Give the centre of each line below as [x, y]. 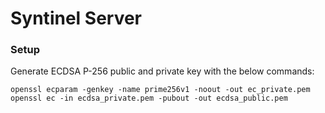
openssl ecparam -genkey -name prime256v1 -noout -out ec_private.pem [160, 90]
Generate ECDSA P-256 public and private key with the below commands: [162, 71]
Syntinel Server [76, 18]
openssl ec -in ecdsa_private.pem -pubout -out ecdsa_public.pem [149, 98]
